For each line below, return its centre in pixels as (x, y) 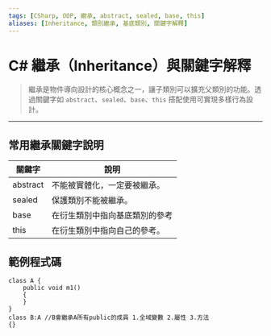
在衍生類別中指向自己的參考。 (108, 230)
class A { (25, 281)
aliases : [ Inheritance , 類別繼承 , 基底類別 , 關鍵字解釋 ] (98, 23)
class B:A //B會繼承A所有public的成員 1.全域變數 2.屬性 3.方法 (109, 318)
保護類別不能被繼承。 (92, 201)
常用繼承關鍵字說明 (56, 145)
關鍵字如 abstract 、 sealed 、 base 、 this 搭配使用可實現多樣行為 (141, 100)
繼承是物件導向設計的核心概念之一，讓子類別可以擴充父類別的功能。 (141, 89)
